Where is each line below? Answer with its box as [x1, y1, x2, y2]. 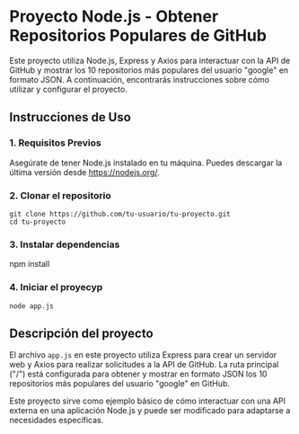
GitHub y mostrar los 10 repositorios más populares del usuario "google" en [9, 65, 289, 75]
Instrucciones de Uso [9, 110, 132, 125]
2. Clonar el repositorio [9, 189, 111, 201]
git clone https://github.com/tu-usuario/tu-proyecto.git [9, 209, 231, 218]
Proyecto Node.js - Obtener [9, 6, 219, 27]
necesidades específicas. [9, 415, 104, 426]
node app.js [9, 301, 54, 311]
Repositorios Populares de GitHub [9, 25, 268, 46]
